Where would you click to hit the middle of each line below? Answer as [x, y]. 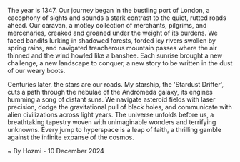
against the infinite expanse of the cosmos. [71, 137]
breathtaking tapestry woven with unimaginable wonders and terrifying [112, 122]
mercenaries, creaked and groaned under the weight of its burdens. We [112, 33]
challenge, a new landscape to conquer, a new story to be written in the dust [120, 63]
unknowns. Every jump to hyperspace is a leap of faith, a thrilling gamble [114, 130]
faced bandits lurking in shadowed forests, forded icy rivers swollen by [112, 40]
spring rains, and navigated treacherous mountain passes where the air [112, 48]
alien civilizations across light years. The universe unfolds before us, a [111, 114]
